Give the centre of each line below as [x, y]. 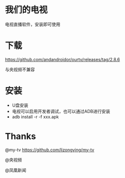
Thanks [21, 136]
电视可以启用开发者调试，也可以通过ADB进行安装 [61, 111]
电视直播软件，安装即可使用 [33, 24]
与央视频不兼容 [20, 69]
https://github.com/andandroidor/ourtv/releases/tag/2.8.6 [62, 59]
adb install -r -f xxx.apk [35, 116]
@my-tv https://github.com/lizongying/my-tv [50, 150]
